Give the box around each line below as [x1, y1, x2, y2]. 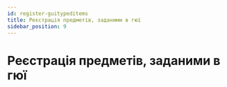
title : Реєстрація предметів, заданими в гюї [7, 17, 141, 23]
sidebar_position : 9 [7, 23, 67, 30]
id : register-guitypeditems [7, 10, 89, 17]
